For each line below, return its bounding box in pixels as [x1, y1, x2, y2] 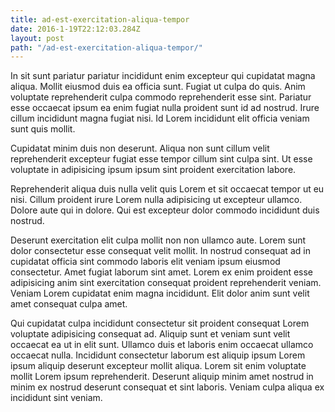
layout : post [10, 33, 65, 43]
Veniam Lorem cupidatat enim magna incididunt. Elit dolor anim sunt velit [10, 287, 310, 300]
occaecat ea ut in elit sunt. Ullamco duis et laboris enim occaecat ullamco [10, 339, 314, 351]
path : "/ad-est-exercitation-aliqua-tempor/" [10, 42, 203, 53]
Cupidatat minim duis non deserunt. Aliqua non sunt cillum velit [10, 142, 270, 155]
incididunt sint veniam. [10, 392, 103, 404]
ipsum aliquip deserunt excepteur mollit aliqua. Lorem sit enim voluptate [10, 360, 307, 372]
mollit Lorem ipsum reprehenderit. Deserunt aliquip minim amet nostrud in [10, 371, 314, 383]
